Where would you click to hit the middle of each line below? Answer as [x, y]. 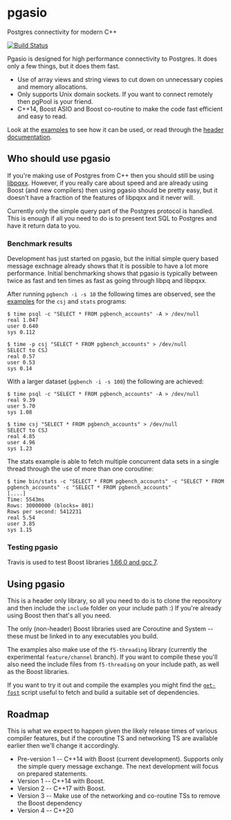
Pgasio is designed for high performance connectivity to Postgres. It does [112, 58]
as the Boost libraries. [38, 672]
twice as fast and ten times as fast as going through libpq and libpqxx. [107, 281]
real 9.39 [21, 400]
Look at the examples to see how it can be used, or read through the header [115, 129]
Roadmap [28, 714]
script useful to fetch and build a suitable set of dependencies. [110, 693]
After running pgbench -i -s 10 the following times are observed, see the [111, 294]
